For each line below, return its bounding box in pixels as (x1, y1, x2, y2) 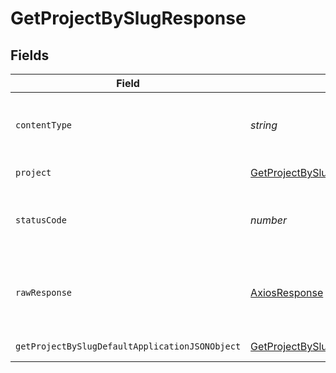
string (250, 118, 278, 132)
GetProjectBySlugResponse (10, 7, 247, 30)
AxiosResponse (250, 286, 324, 299)
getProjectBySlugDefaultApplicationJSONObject (15, 341, 242, 352)
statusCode (15, 215, 67, 226)
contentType (15, 120, 73, 131)
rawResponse (15, 287, 73, 298)
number (250, 213, 288, 227)
